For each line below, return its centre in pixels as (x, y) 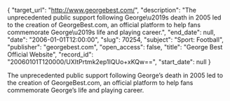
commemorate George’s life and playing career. (76, 90)
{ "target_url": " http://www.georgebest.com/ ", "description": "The (102, 10)
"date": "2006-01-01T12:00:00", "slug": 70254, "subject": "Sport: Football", (116, 40)
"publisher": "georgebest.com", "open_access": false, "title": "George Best (115, 47)
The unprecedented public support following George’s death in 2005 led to (115, 75)
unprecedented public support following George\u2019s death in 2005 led (114, 17)
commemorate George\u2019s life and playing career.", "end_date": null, (111, 32)
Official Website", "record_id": (50, 54)
